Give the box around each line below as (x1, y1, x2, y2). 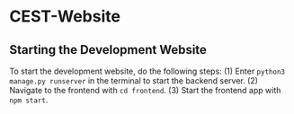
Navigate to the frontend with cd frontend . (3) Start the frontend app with (9, 85, 281, 95)
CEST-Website (9, 6, 121, 27)
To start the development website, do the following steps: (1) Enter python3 (9, 66, 286, 76)
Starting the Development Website (9, 42, 207, 57)
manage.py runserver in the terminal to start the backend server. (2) (9, 75, 259, 86)
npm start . (9, 94, 49, 105)
